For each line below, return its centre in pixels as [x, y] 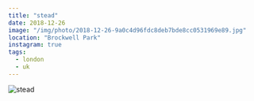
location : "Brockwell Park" [55, 37]
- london [30, 60]
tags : [17, 52]
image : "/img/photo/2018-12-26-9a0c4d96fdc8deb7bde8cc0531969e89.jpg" [127, 30]
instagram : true [35, 45]
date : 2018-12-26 [37, 23]
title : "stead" [33, 15]
